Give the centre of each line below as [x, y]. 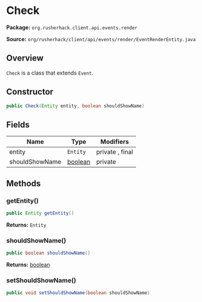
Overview [25, 58]
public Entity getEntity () [40, 213]
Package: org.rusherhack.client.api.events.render [72, 27]
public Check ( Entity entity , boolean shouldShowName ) [76, 106]
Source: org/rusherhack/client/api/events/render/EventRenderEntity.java [101, 39]
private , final [115, 152]
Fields [18, 125]
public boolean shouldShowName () [48, 253]
